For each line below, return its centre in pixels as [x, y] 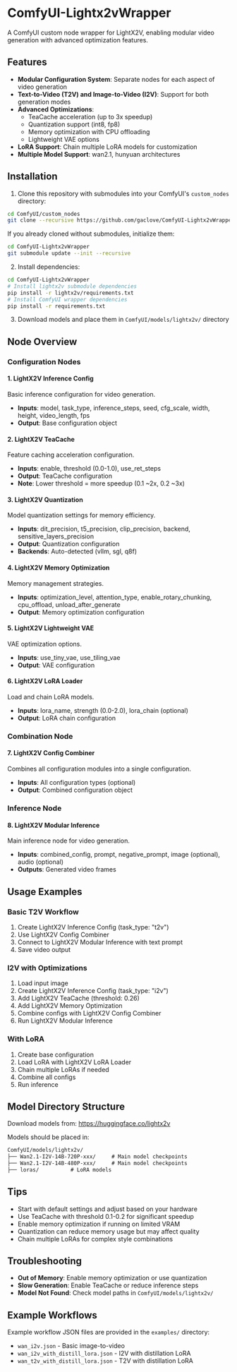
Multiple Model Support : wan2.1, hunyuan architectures [99, 154]
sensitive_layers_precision [55, 536]
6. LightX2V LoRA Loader [45, 681]
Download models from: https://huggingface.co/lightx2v [89, 1124]
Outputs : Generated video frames [67, 869]
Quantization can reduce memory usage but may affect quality [108, 1231]
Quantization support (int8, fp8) [74, 124]
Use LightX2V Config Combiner [63, 934]
